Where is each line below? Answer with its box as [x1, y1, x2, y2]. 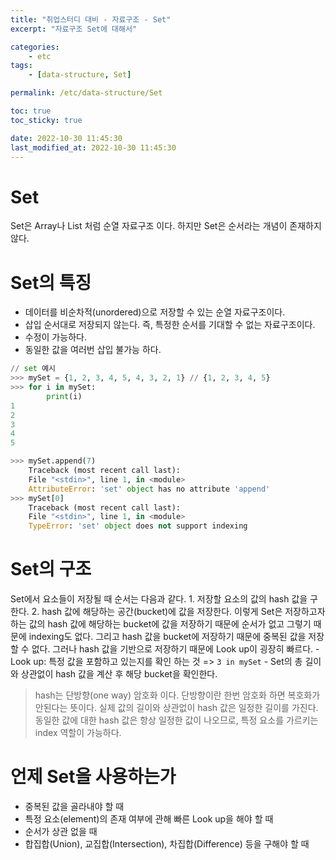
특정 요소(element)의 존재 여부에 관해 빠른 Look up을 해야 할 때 [24, 813, 274, 825]
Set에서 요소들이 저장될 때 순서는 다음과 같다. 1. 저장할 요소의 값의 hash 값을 [10, 593, 308, 605]
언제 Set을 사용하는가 [10, 766, 177, 788]
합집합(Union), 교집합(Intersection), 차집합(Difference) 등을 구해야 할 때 [24, 838, 310, 850]
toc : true [10, 106, 52, 116]
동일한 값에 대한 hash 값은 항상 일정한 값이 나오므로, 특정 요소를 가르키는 [34, 714, 319, 726]
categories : [10, 42, 60, 52]
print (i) [46, 391, 83, 401]
